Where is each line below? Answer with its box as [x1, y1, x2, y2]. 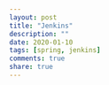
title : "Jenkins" [9, 21, 74, 30]
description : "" [9, 29, 69, 38]
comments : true [9, 54, 66, 63]
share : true [9, 63, 53, 72]
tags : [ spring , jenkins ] [9, 46, 101, 55]
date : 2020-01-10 [9, 37, 74, 47]
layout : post [9, 12, 58, 22]
